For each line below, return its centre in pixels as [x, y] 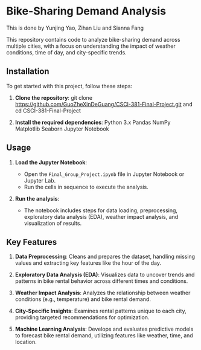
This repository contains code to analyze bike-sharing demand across [93, 39]
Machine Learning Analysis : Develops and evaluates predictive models [104, 329]
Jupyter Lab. [40, 180]
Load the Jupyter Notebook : [51, 162]
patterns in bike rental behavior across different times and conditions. [101, 281]
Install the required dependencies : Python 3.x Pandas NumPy [93, 122]
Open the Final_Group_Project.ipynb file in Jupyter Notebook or [104, 174]
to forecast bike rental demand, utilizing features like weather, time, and [104, 335]
